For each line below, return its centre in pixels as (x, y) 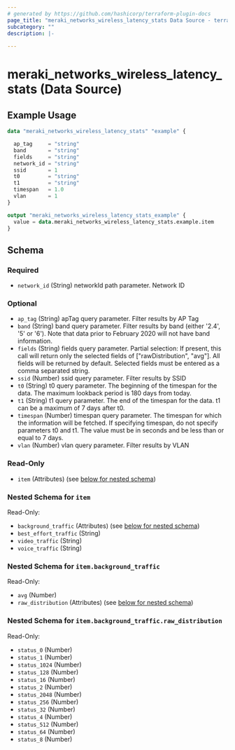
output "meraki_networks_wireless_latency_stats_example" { (97, 215)
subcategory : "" (31, 27)
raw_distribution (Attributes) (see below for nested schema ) (105, 603)
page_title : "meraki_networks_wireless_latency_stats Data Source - (109, 20)
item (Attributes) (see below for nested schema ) (86, 479)
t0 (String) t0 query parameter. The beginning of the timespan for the (117, 386)
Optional (22, 304)
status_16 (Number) (46, 679)
